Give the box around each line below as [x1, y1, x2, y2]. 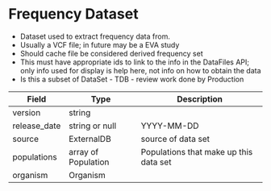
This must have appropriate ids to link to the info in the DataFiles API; [19, 57, 250, 67]
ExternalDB [68, 133, 111, 144]
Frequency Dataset [8, 5, 139, 23]
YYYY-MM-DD [140, 120, 199, 131]
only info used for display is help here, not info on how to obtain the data [19, 65, 261, 75]
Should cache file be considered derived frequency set [19, 48, 203, 58]
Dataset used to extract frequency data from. [19, 31, 171, 41]
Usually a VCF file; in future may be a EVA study [19, 39, 180, 49]
